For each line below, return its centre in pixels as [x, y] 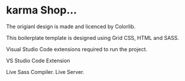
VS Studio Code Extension [38, 60]
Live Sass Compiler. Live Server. [45, 72]
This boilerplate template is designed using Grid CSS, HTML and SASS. [92, 38]
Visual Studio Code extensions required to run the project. [77, 49]
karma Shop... [42, 10]
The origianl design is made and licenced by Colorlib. [71, 26]
